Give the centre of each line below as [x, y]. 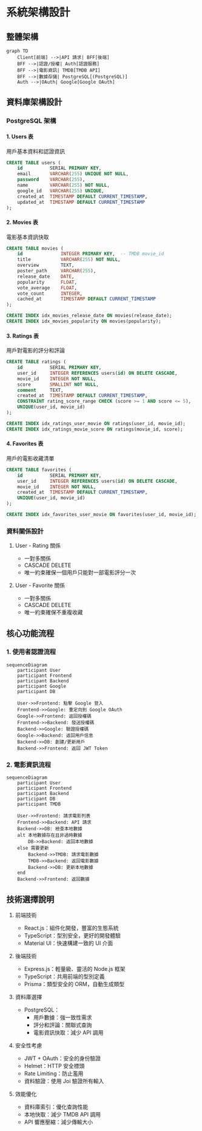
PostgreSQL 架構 [31, 121]
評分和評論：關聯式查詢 [62, 1025]
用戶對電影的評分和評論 [35, 351]
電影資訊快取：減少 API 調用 [68, 1032]
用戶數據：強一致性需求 [62, 1017]
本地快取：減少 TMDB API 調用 [62, 1114]
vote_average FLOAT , [47, 288]
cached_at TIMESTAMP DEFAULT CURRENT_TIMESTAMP [86, 299]
